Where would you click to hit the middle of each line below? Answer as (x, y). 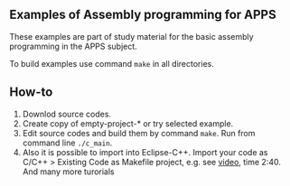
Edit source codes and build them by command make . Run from (139, 133)
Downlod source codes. (66, 114)
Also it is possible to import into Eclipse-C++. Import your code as (145, 152)
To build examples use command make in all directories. (112, 63)
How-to (31, 93)
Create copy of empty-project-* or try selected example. (128, 123)
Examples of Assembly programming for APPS (143, 15)
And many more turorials (68, 172)
